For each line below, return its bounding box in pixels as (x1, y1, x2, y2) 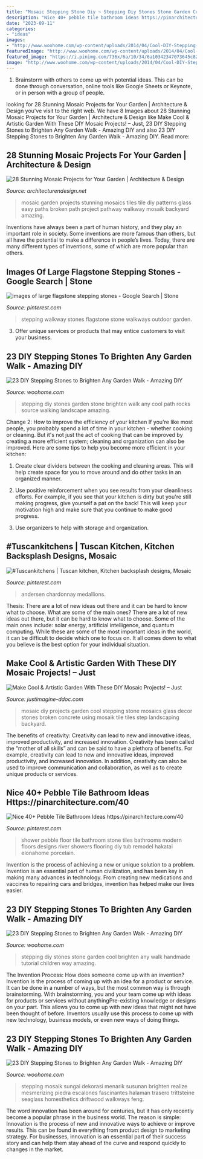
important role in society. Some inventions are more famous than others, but (6, 230, 196, 237)
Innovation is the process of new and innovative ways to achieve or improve (6, 1120, 195, 1127)
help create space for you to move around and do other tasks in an (14, 468, 181, 476)
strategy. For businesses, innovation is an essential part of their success (6, 1133, 186, 1140)
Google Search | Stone (6, 276, 92, 286)
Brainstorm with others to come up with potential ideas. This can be (14, 76, 184, 83)
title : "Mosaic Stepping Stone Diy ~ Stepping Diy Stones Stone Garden (6, 8, 190, 15)
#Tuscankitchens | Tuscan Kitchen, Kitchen (6, 541, 175, 552)
